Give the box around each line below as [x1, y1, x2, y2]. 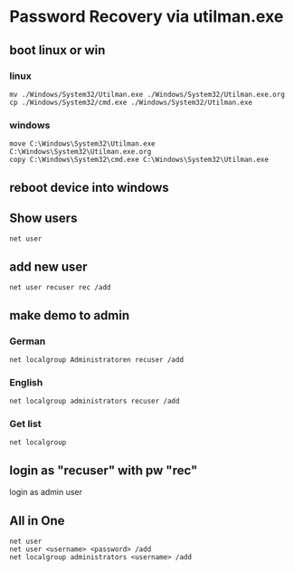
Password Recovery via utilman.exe [9, 6, 284, 27]
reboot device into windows [9, 179, 169, 195]
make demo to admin [9, 308, 130, 323]
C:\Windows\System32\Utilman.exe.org [9, 148, 152, 157]
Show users [9, 210, 78, 225]
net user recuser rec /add [9, 283, 111, 292]
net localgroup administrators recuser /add [9, 396, 180, 406]
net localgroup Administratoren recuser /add [9, 355, 184, 364]
